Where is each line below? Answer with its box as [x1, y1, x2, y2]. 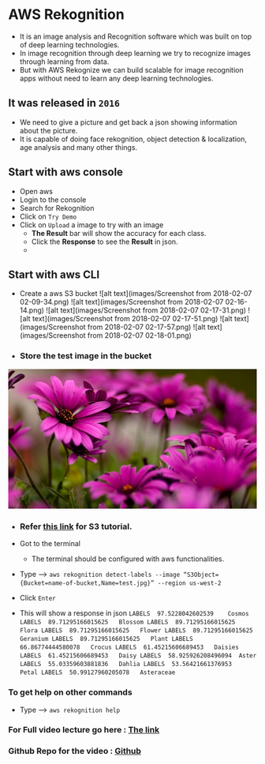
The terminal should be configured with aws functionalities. [31, 554, 225, 564]
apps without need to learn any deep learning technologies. [19, 73, 214, 83]
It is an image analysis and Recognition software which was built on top [19, 32, 252, 41]
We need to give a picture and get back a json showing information [19, 117, 238, 127]
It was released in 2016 [8, 96, 120, 110]
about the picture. [19, 125, 78, 135]
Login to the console [19, 195, 87, 204]
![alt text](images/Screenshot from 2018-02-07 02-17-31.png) [46, 305, 247, 315]
